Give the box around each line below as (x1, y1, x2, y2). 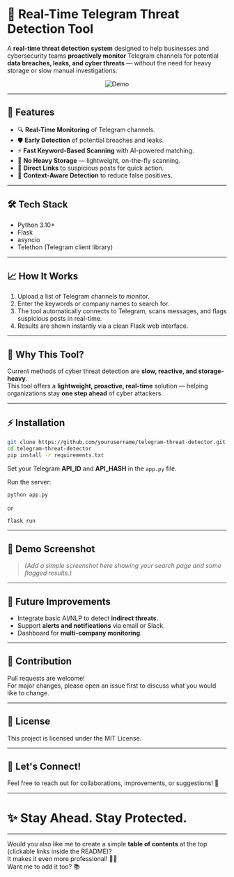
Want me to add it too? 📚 (7, 862, 80, 871)
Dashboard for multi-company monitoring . (17, 629, 142, 637)
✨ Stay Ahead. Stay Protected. (7, 810, 187, 825)
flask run (7, 517, 36, 524)
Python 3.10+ (17, 221, 56, 229)
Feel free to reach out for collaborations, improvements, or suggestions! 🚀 (7, 779, 219, 787)
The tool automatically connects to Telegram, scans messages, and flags (17, 307, 227, 315)
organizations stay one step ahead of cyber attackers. (7, 389, 164, 397)
